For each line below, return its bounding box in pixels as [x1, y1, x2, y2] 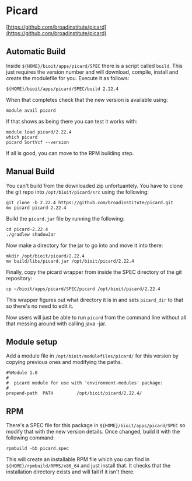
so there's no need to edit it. [6, 303, 74, 310]
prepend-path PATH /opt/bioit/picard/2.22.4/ [6, 390, 142, 396]
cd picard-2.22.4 [6, 226, 48, 232]
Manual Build [6, 167, 55, 177]
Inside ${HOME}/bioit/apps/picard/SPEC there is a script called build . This [6, 62, 183, 69]
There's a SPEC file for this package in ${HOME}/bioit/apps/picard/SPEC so [6, 422, 186, 429]
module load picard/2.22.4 [6, 129, 72, 135]
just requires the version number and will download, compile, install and [6, 68, 179, 75]
